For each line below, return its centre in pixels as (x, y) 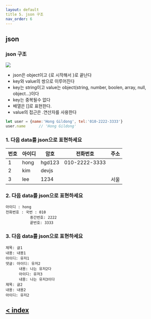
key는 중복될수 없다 (32, 100)
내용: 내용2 (16, 290)
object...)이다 (26, 94)
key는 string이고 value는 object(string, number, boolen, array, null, (79, 88)
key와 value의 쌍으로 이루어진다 (44, 81)
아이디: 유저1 (18, 258)
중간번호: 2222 (43, 218)
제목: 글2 (14, 285)
